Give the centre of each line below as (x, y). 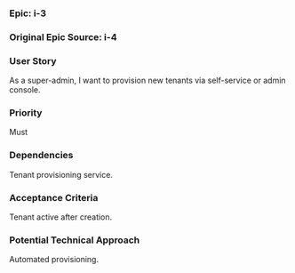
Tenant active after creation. (61, 217)
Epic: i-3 (28, 13)
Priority (26, 113)
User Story (33, 60)
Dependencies (41, 156)
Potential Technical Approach (75, 240)
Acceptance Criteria (54, 197)
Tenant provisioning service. (61, 174)
